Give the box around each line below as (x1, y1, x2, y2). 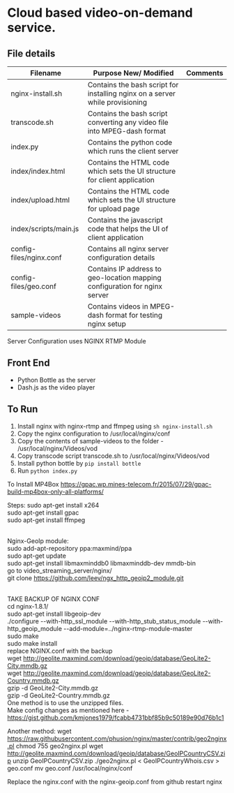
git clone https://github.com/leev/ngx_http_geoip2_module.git (7, 574, 185, 582)
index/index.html (10, 166, 65, 176)
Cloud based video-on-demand (7, 5, 193, 21)
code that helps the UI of (87, 224, 169, 233)
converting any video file (87, 117, 169, 127)
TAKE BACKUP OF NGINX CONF (7, 595, 100, 603)
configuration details (87, 253, 155, 262)
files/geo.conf (10, 281, 57, 291)
